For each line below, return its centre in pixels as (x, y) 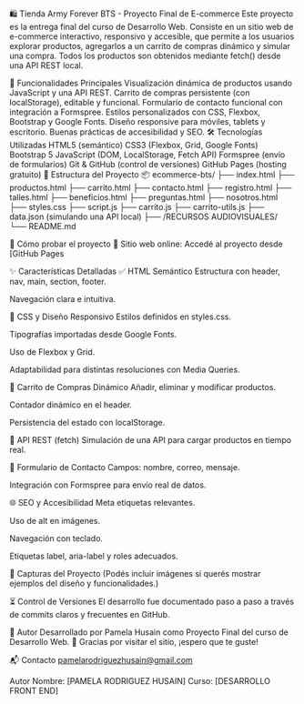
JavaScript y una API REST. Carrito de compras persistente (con (130, 93)
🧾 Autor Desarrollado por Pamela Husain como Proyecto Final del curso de (149, 632)
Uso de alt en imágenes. (55, 521)
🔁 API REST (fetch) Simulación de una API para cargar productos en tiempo (151, 440)
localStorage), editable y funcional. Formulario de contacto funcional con (147, 102)
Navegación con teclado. (56, 538)
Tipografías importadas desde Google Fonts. (93, 334)
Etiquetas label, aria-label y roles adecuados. (94, 556)
